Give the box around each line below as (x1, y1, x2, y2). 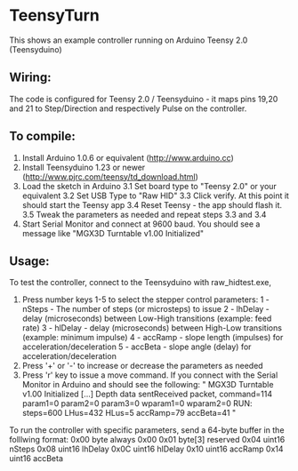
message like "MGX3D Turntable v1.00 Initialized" (21, 228, 205, 238)
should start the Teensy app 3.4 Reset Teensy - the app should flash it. (21, 199, 283, 210)
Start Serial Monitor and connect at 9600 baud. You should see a (21, 219, 261, 229)
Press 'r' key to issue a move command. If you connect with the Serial (21, 370, 278, 380)
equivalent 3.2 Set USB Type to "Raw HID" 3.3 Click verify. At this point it (21, 190, 289, 201)
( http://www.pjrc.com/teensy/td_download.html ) (21, 171, 198, 182)
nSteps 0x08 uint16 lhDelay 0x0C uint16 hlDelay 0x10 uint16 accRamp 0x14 (9, 443, 284, 454)
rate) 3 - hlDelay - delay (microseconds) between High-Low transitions (21, 323, 283, 333)
